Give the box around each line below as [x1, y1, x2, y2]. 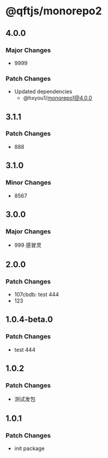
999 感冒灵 [14, 242, 42, 249]
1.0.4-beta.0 [5, 315, 53, 325]
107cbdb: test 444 [14, 291, 59, 298]
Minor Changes [5, 178, 51, 187]
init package [14, 444, 45, 452]
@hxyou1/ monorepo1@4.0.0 [23, 94, 92, 102]
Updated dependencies [14, 88, 73, 95]
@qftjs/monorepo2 [5, 4, 102, 18]
